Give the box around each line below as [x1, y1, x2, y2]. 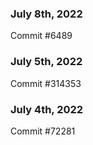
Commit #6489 [10, 30, 73, 42]
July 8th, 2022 [10, 7, 83, 21]
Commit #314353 [10, 77, 82, 89]
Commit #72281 [10, 125, 76, 137]
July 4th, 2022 [10, 102, 84, 116]
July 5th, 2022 [10, 55, 83, 69]
